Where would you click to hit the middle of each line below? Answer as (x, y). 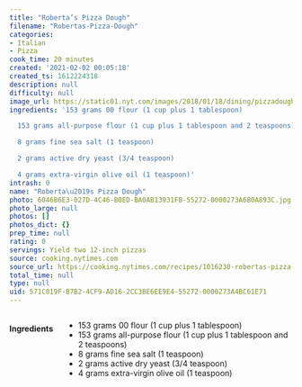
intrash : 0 (30, 183)
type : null (30, 283)
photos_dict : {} (40, 225)
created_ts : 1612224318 (54, 76)
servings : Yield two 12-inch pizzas (78, 250)
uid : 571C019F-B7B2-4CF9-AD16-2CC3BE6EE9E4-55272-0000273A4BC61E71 (138, 292)
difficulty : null (42, 93)
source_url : (31, 266)
